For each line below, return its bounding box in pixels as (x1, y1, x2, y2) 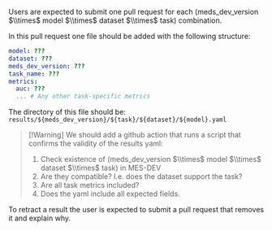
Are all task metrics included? (40, 181, 140, 190)
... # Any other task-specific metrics (15, 93, 151, 101)
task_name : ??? (8, 69, 60, 78)
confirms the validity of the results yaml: (28, 138, 164, 149)
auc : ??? (15, 85, 45, 93)
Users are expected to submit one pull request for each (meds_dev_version (8, 7, 259, 16)
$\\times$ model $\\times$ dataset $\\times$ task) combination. (8, 15, 222, 25)
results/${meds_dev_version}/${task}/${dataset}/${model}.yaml (8, 115, 227, 124)
